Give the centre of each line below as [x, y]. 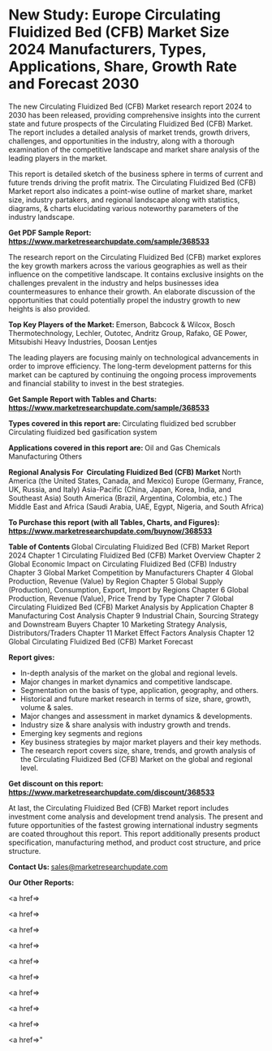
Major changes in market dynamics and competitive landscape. [126, 681]
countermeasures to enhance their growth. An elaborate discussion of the [132, 291]
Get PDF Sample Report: [50, 232]
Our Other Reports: [41, 882]
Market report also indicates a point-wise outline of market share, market [131, 191]
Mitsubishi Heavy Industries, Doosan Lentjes [83, 342]
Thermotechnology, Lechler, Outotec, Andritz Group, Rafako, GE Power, [128, 333]
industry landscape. [42, 217]
